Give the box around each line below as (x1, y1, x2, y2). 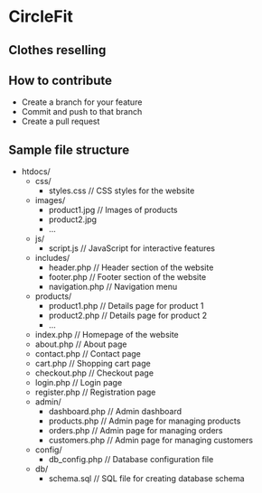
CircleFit (8, 6, 74, 27)
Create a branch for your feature (21, 97, 143, 107)
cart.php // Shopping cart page (34, 358, 151, 369)
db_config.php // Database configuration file (48, 454, 214, 465)
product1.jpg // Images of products (48, 205, 178, 216)
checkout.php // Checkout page (34, 367, 154, 378)
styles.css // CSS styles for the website (48, 185, 195, 196)
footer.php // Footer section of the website (48, 272, 207, 283)
